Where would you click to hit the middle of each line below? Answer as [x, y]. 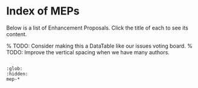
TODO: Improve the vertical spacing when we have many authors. [88, 52]
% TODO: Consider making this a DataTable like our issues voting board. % [100, 46]
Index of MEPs [43, 11]
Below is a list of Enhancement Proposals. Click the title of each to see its [97, 28]
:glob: [14, 68]
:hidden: [17, 74]
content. [17, 34]
